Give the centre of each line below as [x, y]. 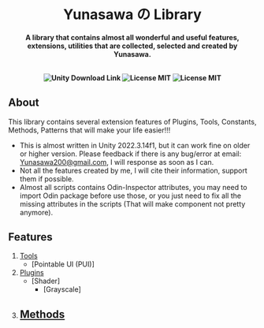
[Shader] [46, 281]
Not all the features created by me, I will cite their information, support [134, 170]
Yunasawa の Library [132, 15]
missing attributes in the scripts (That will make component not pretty [132, 203]
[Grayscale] [62, 289]
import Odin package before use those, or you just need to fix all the [130, 196]
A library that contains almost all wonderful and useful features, [132, 37]
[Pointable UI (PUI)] [63, 264]
